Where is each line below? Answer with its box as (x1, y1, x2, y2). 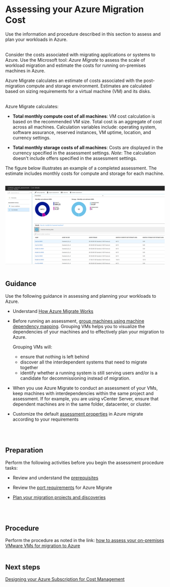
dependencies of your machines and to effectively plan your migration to (12, 329, 164, 335)
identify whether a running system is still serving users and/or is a (20, 370, 158, 376)
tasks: (5, 465, 18, 471)
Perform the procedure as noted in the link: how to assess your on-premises (5, 537, 164, 544)
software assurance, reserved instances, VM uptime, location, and (12, 129, 151, 135)
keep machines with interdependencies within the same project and (12, 390, 154, 396)
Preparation (5, 446, 44, 455)
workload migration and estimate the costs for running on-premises (5, 62, 146, 68)
